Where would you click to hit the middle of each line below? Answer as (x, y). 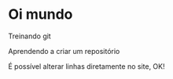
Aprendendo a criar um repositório (64, 51)
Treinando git (29, 36)
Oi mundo (40, 14)
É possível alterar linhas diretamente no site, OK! (86, 66)
